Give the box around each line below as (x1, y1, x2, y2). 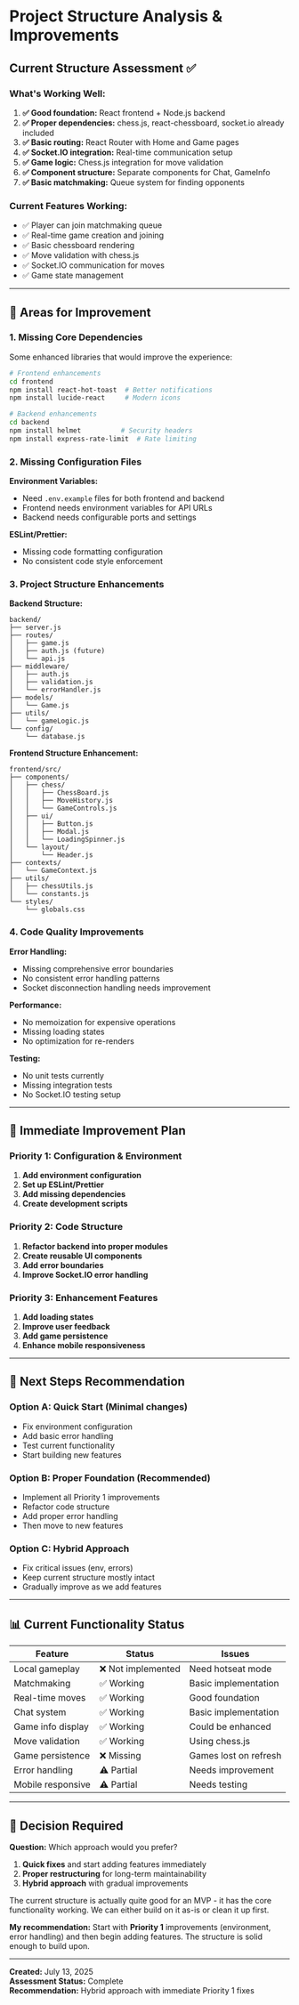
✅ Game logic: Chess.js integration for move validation (21, 157, 224, 167)
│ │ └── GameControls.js (9, 804, 117, 813)
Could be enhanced (189, 1720, 271, 1733)
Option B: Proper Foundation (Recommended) (9, 1471, 211, 1484)
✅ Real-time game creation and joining (21, 230, 165, 241)
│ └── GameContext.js (9, 866, 98, 876)
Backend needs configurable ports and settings (21, 512, 198, 522)
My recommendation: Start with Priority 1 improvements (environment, (9, 1921, 271, 1932)
